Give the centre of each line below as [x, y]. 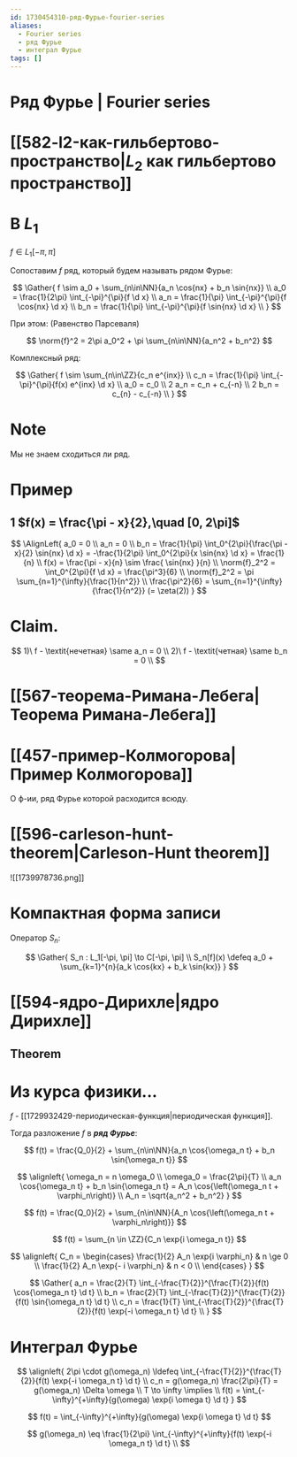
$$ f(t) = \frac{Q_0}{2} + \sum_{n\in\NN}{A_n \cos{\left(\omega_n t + [149, 1213]
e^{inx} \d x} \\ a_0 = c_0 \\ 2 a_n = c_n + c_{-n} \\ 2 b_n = [175, 385]
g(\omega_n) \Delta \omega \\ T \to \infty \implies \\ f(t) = [137, 1391]
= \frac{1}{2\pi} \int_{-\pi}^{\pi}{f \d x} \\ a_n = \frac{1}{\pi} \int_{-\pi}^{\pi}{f [149, 297]
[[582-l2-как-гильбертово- [115, 143]
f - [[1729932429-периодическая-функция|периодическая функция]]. [141, 1116]
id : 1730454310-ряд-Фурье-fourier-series [88, 17]
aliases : [26, 26]
